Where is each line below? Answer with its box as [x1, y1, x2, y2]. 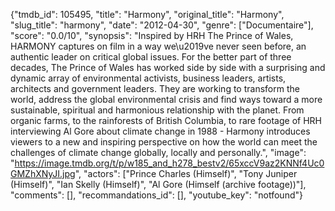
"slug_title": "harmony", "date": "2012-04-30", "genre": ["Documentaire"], [10, 19, 314, 31]
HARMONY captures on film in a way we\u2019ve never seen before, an [10, 40, 307, 52]
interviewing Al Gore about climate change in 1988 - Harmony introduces [10, 125, 311, 137]
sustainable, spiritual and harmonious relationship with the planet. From [10, 104, 305, 116]
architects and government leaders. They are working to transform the [10, 83, 300, 94]
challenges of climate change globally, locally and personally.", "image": [10, 147, 307, 158]
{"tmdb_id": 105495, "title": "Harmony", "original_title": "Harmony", [10, 9, 285, 20]
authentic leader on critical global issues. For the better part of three [10, 51, 292, 63]
